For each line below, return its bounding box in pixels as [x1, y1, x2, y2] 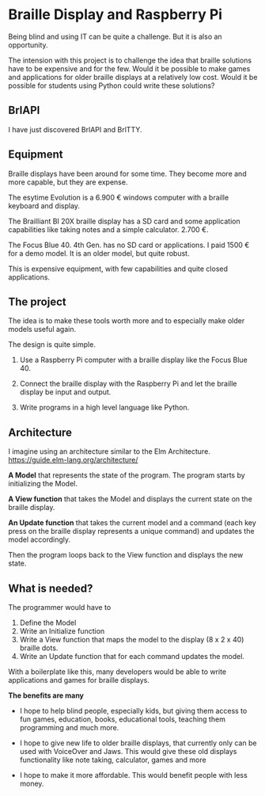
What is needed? [8, 581, 93, 595]
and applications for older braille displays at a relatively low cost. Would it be [8, 72, 258, 82]
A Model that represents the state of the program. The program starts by [8, 470, 245, 480]
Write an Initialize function [19, 627, 105, 635]
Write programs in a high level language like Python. [19, 402, 190, 413]
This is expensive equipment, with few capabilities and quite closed [8, 264, 228, 273]
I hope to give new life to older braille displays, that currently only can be [19, 738, 257, 748]
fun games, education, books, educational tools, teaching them [19, 714, 225, 724]
